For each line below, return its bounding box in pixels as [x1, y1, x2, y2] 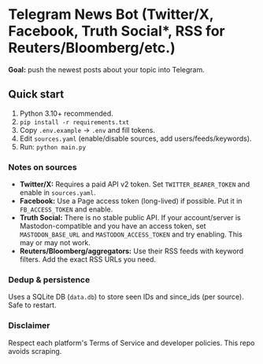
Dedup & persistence [8, 274, 91, 285]
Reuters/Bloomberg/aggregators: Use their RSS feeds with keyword [19, 246, 244, 256]
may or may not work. [19, 238, 91, 248]
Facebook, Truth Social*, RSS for [8, 22, 226, 40]
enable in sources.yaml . [19, 188, 96, 197]
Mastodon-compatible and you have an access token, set [19, 222, 206, 231]
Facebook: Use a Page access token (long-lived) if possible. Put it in [19, 197, 243, 206]
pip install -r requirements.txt [19, 118, 130, 127]
